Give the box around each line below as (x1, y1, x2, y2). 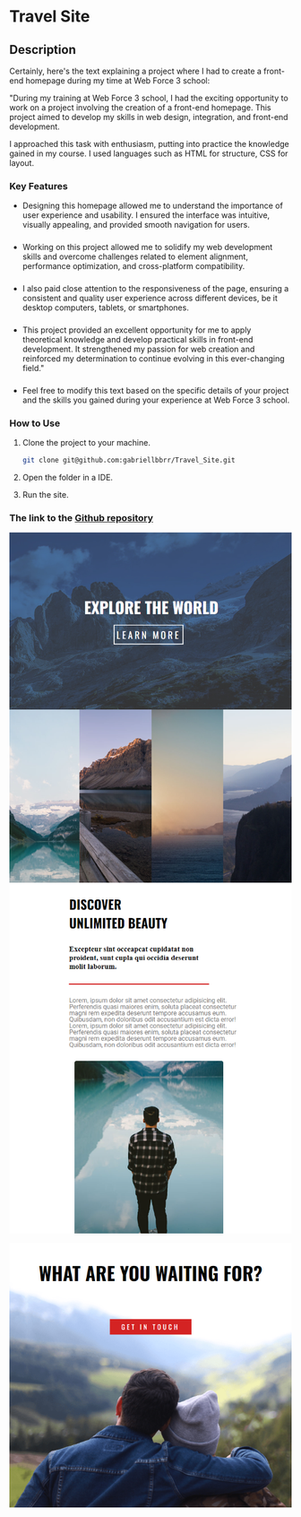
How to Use (9, 417, 61, 429)
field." (21, 363, 45, 374)
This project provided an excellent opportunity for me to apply (21, 325, 252, 335)
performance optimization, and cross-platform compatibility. (21, 261, 245, 272)
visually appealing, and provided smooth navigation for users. (21, 220, 251, 230)
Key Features (9, 179, 69, 192)
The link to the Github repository (9, 512, 154, 524)
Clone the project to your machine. (21, 438, 150, 448)
